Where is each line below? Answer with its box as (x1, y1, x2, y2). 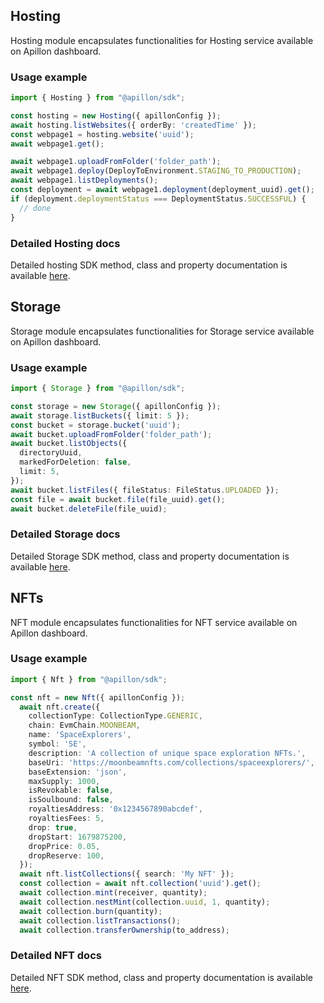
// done (19, 203, 52, 213)
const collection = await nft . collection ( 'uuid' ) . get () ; (19, 879, 262, 889)
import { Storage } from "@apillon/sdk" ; (10, 384, 186, 394)
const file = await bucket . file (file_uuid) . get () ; (10, 494, 226, 504)
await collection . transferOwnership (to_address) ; (19, 925, 230, 935)
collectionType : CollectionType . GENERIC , (28, 711, 203, 721)
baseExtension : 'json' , (28, 767, 128, 777)
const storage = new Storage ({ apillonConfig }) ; (10, 401, 222, 411)
